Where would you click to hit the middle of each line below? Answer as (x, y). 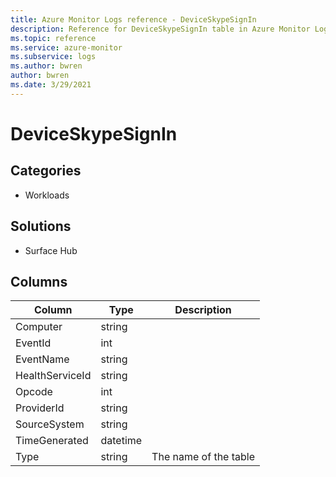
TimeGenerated (52, 441)
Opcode (34, 392)
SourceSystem (50, 424)
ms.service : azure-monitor (66, 47)
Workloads (47, 195)
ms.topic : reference (53, 38)
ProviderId (40, 408)
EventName (42, 359)
